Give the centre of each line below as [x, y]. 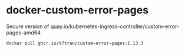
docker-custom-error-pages [77, 10]
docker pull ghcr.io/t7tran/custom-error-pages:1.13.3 [75, 43]
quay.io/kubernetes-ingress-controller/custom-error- [115, 26]
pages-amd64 [24, 32]
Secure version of [28, 26]
